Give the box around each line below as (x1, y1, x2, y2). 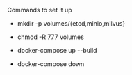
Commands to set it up (7, 6, 72, 14)
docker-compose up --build (17, 47, 97, 54)
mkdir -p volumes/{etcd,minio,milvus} (17, 19, 126, 27)
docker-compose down (17, 60, 85, 68)
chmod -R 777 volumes (17, 33, 85, 41)
